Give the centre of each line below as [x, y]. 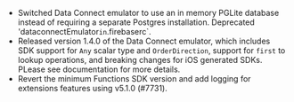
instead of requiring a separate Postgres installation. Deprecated [136, 22]
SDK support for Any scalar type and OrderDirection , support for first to [151, 51]
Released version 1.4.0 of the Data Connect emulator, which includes [144, 41]
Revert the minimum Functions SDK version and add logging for [134, 78]
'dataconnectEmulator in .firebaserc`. [84, 31]
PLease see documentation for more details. [99, 69]
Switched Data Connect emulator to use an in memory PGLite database [148, 13]
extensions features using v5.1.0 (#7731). [92, 88]
